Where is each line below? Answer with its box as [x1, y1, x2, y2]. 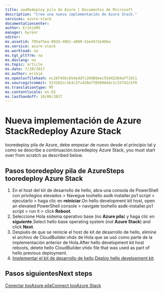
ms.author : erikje [5, 71, 43, 76]
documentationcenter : [5, 21, 50, 26]
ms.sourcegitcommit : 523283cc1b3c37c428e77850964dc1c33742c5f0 [5, 80, 137, 85]
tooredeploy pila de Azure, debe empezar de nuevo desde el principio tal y [5, 142, 156, 148]
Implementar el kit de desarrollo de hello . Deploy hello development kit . [12, 255, 155, 261]
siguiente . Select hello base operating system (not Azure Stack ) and [12, 219, 151, 224]
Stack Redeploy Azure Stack [5, 126, 122, 137]
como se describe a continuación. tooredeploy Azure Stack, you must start [5, 147, 156, 153]
